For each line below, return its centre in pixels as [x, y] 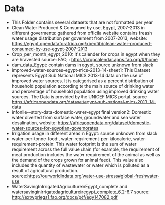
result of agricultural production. [45, 170]
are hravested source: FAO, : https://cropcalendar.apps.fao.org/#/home [84, 59]
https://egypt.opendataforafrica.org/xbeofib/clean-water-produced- [82, 43]
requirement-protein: [33, 144]
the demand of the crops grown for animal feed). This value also [78, 160]
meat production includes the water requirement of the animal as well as [86, 154]
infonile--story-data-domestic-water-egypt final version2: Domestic [81, 112]
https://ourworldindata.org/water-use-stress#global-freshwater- [93, 176]
